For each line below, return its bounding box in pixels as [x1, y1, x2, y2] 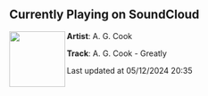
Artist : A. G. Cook [66, 30, 133, 41]
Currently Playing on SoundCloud [9, 7, 200, 22]
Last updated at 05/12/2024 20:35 [66, 65, 193, 76]
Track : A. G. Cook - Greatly [66, 48, 168, 59]
